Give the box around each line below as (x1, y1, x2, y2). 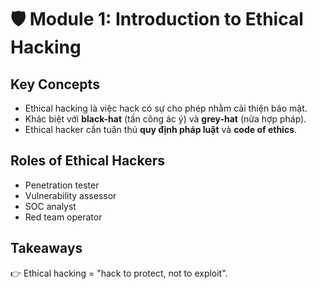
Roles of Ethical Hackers (10, 152, 166, 170)
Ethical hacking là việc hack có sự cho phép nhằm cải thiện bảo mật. (24, 102, 308, 114)
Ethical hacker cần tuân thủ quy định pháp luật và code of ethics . (24, 124, 298, 135)
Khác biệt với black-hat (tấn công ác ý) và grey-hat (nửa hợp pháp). (24, 113, 307, 125)
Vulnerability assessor (24, 189, 117, 201)
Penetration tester (24, 179, 100, 191)
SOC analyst (24, 200, 77, 212)
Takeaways (10, 240, 83, 257)
